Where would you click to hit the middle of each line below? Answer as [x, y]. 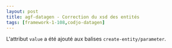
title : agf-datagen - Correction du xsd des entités [73, 17]
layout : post [22, 11]
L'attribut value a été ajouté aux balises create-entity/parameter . [86, 39]
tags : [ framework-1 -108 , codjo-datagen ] [56, 22]
